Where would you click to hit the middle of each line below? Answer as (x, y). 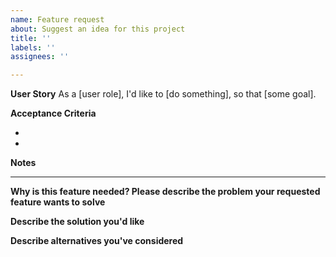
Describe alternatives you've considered (97, 241)
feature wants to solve (58, 202)
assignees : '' (40, 57)
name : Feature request (57, 19)
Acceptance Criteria (53, 113)
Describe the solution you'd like (77, 222)
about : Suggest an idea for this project (98, 29)
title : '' (31, 38)
